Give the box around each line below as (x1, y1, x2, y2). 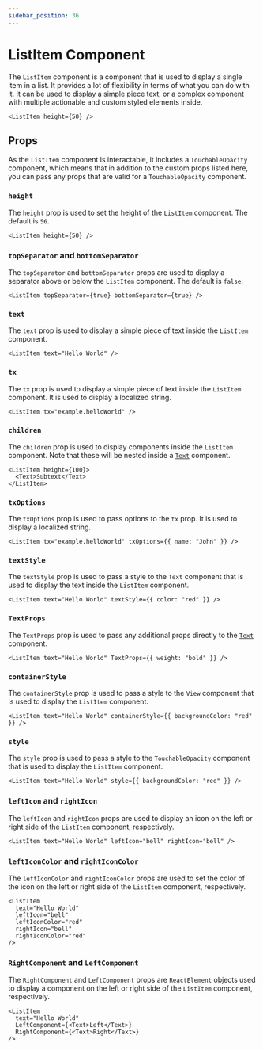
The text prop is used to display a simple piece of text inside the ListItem (8, 326, 249, 335)
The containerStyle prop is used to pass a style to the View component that (8, 689, 254, 698)
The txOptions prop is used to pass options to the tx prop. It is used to (8, 514, 238, 524)
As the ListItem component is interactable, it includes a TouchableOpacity (8, 155, 248, 165)
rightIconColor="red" (15, 932, 87, 940)
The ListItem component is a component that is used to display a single (8, 72, 242, 82)
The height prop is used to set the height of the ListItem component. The (8, 208, 248, 217)
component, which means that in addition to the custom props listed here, (8, 163, 249, 173)
